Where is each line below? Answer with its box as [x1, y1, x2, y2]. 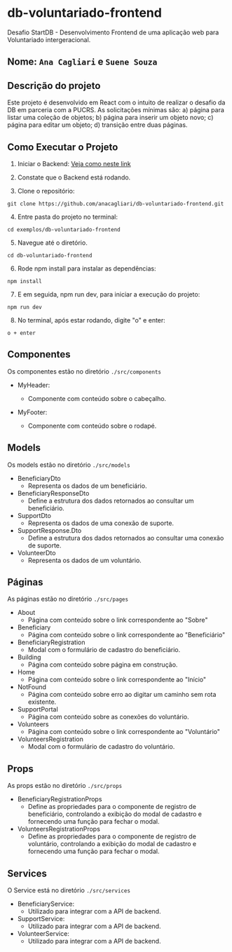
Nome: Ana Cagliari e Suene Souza [7, 56, 158, 68]
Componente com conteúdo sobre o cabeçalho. [27, 394, 167, 402]
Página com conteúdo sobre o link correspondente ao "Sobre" [27, 616, 208, 625]
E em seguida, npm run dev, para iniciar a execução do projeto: [17, 290, 200, 299]
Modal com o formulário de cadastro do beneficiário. [27, 646, 181, 654]
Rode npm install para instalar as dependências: [17, 264, 156, 273]
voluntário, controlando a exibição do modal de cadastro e [27, 840, 197, 848]
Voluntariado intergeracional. [7, 35, 91, 43]
